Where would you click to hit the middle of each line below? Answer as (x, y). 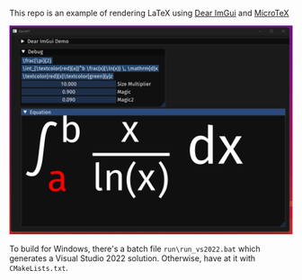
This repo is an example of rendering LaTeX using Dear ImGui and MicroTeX (149, 13)
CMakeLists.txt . (39, 268)
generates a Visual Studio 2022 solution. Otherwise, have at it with (133, 258)
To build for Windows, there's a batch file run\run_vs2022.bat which (135, 249)
